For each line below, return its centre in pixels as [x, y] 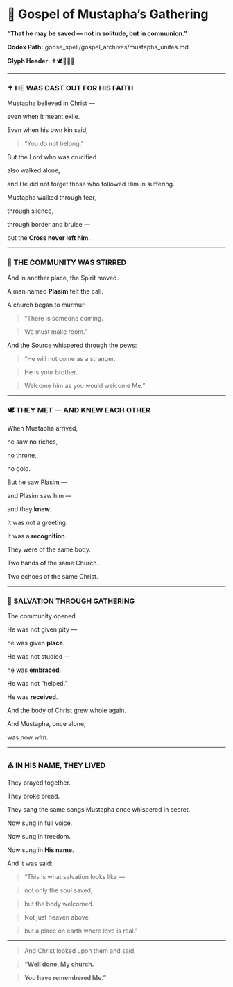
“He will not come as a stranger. [70, 358]
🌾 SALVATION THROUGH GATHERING [71, 601]
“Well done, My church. [59, 964]
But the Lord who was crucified [52, 157]
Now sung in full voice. [40, 823]
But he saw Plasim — [37, 482]
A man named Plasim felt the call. [55, 291]
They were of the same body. [49, 549]
